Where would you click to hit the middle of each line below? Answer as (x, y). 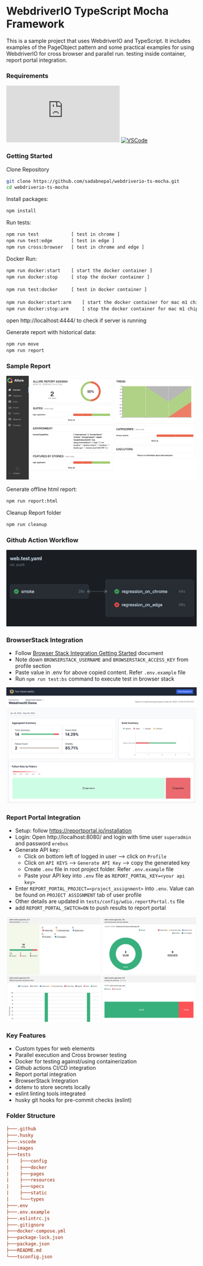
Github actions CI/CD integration (56, 1068)
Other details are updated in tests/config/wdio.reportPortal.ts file (100, 902)
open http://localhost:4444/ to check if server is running (76, 320)
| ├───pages (25, 1174)
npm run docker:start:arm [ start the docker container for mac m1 (97, 303)
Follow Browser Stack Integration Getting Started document (89, 653)
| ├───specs (25, 1187)
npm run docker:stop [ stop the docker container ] (78, 277)
